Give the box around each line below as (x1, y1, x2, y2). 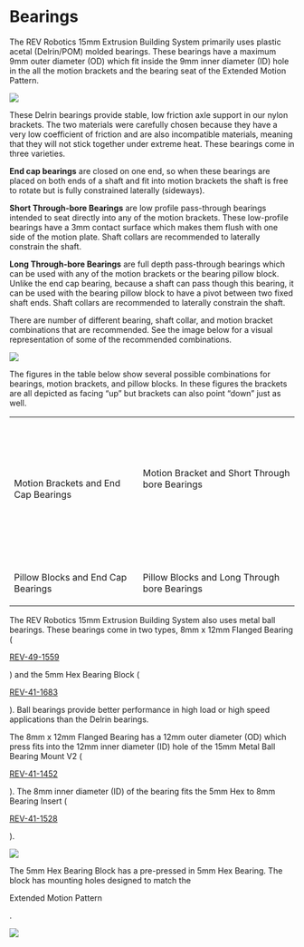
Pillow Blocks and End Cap (14, 571, 128, 583)
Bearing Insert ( (9, 796, 68, 806)
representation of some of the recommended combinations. (9, 334, 233, 345)
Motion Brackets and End (14, 476, 121, 489)
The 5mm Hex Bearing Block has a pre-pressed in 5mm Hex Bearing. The (9, 864, 283, 876)
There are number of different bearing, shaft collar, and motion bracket (9, 315, 273, 326)
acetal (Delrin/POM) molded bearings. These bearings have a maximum (9, 45, 277, 56)
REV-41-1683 (9, 687, 59, 698)
